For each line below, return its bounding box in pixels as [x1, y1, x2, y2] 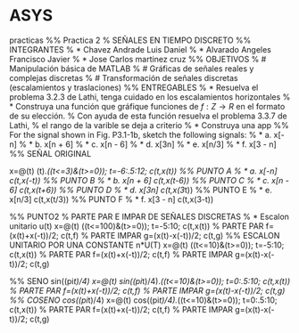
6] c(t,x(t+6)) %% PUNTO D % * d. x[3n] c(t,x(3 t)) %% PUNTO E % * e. [9, 184, 272, 195]
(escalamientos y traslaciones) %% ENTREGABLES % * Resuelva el [9, 82, 259, 93]
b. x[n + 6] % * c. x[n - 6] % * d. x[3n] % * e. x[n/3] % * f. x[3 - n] [34, 139, 277, 150]
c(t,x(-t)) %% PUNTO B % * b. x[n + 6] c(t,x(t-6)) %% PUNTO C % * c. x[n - [9, 175, 290, 185]
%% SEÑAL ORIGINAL [9, 148, 92, 158]
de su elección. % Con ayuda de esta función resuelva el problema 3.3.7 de [9, 110, 287, 121]
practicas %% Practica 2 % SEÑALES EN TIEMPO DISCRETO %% [9, 35, 252, 45]
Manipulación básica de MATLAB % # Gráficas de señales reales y [9, 63, 254, 74]
